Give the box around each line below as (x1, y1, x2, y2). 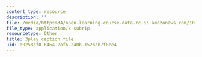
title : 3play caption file (6, 36, 74, 42)
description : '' (6, 14, 47, 20)
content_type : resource (6, 8, 66, 15)
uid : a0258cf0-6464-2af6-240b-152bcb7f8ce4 (6, 42, 117, 48)
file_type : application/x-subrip (6, 25, 90, 31)
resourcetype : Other (6, 31, 58, 37)
